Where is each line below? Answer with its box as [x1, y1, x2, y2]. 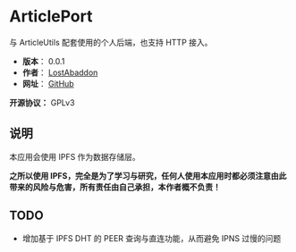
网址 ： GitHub [21, 78, 74, 88]
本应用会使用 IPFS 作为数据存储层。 [9, 151, 140, 162]
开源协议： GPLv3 [9, 97, 75, 108]
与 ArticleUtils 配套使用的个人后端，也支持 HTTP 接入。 [9, 37, 213, 47]
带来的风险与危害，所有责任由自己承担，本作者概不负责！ [9, 181, 221, 192]
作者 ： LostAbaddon [21, 67, 98, 78]
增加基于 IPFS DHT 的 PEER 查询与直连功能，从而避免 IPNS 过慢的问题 [21, 232, 282, 243]
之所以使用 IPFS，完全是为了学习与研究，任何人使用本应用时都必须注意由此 [9, 170, 287, 181]
